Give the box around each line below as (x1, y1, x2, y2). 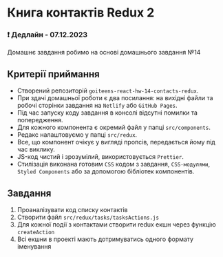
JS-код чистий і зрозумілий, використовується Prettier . (17, 153, 184, 161)
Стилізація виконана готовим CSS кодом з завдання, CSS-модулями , (17, 160, 211, 169)
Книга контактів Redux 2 (7, 5, 155, 21)
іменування (17, 242, 52, 251)
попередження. (17, 116, 63, 124)
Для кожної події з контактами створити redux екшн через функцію (17, 220, 216, 229)
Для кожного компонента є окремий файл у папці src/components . (17, 123, 211, 132)
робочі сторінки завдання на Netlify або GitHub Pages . (17, 102, 178, 110)
